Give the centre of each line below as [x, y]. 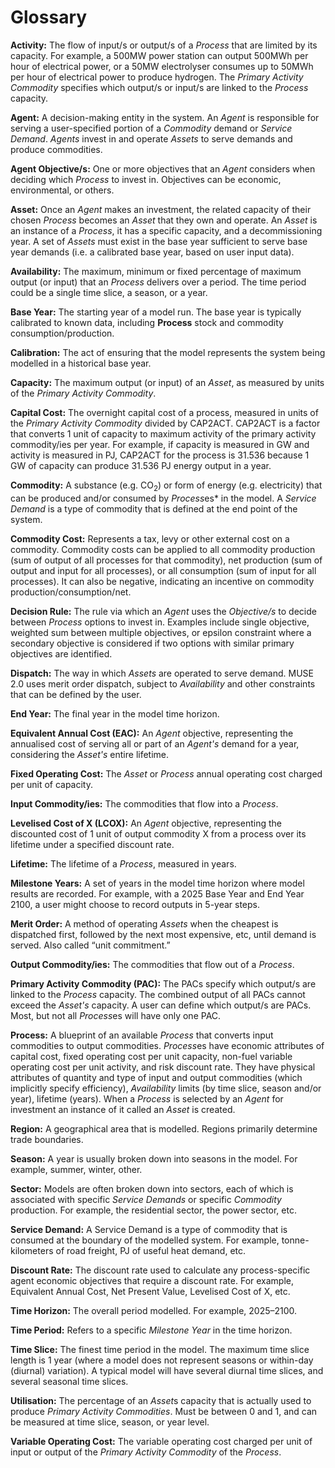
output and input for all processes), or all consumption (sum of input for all [163, 570]
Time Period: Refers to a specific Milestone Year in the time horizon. [151, 1330]
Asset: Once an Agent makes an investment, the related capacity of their [161, 209]
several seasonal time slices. [69, 1381]
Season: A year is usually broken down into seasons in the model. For [154, 1158]
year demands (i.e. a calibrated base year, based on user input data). [152, 252]
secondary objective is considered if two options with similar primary [152, 643]
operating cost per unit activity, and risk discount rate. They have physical [163, 1067]
